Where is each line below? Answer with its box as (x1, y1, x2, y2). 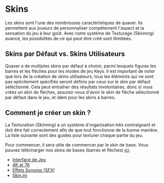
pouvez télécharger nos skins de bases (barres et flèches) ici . (5, 147, 131, 153)
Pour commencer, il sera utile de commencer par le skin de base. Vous (5, 142, 149, 147)
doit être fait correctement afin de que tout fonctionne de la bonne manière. (5, 127, 159, 133)
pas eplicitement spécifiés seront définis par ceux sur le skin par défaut (5, 78, 151, 84)
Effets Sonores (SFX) (12, 167, 55, 173)
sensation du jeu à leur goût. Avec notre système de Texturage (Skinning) (5, 30, 154, 36)
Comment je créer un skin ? (5, 109, 91, 117)
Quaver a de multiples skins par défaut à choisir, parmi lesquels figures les (5, 63, 157, 69)
